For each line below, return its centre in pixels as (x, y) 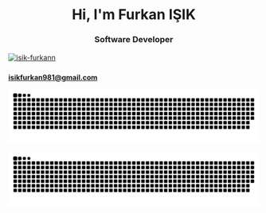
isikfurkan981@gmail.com (53, 78)
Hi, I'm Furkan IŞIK (134, 15)
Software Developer (134, 40)
